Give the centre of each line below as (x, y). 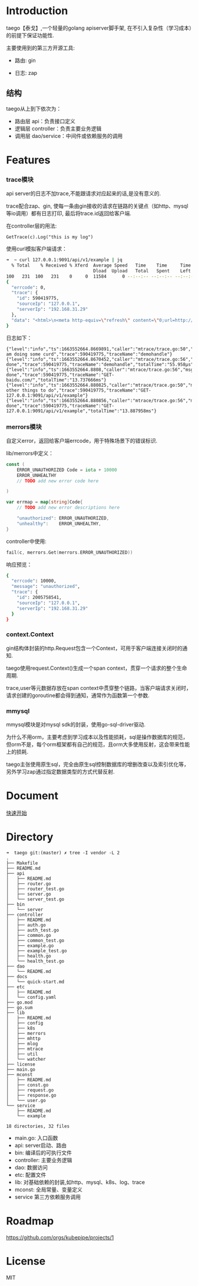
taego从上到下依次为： (34, 108)
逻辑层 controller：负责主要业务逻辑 (58, 129)
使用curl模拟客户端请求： (37, 249)
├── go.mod (19, 1002)
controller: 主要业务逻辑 (43, 1160)
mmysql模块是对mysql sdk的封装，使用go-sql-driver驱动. (76, 724)
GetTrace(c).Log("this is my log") (50, 237)
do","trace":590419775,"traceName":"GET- (100, 390)
